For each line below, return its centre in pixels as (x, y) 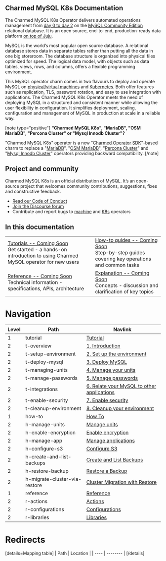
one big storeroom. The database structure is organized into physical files (80, 56)
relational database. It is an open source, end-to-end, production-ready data (83, 30)
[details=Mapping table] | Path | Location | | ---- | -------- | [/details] (75, 553)
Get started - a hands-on (37, 250)
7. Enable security (107, 400)
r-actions (37, 502)
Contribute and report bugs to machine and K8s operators (71, 211)
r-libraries (37, 517)
